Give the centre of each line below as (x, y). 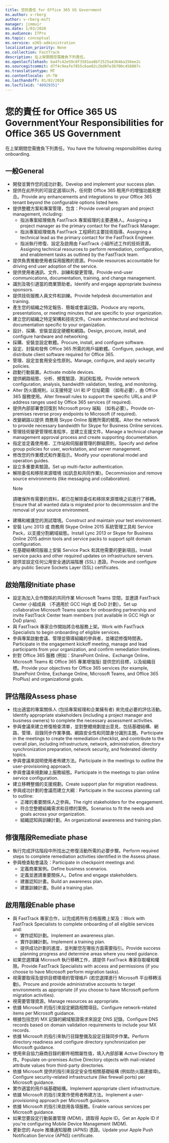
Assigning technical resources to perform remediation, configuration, (92, 249)
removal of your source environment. (51, 510)
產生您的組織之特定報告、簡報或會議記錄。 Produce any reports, (79, 307)
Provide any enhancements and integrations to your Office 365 (87, 197)
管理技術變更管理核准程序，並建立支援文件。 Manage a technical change (88, 432)
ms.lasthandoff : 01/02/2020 (35, 80)
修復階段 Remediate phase (46, 838)
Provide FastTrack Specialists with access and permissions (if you (90, 966)
